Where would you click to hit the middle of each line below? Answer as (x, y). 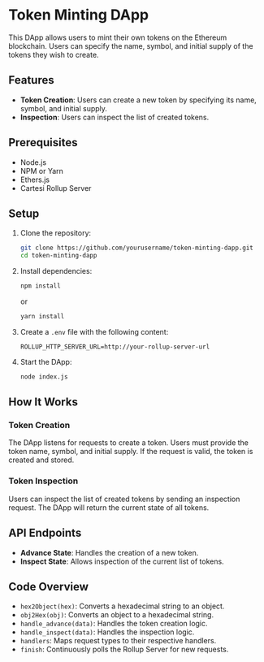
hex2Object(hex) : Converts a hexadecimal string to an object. (122, 606)
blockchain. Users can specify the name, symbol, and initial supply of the (131, 45)
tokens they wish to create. (54, 54)
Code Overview (49, 586)
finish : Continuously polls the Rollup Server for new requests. (124, 649)
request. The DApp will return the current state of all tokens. (109, 507)
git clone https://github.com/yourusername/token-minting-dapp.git (136, 248)
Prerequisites (43, 143)
